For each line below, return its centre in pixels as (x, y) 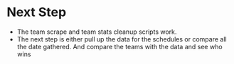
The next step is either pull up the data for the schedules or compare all (122, 39)
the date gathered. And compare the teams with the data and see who (119, 46)
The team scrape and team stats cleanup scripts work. (97, 32)
